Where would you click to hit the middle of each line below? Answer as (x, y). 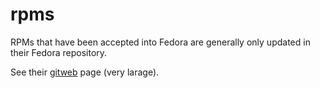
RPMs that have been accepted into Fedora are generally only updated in (160, 42)
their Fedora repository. (59, 52)
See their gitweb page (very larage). (85, 72)
